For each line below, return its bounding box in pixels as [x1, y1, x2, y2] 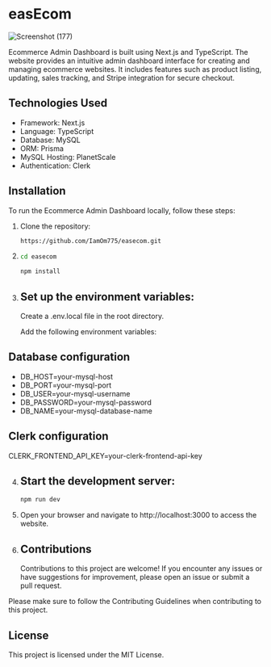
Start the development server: [19, 474, 176, 489]
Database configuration [8, 350, 131, 364]
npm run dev [19, 496, 60, 504]
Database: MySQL [19, 135, 81, 145]
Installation [8, 184, 66, 198]
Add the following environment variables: [19, 327, 157, 336]
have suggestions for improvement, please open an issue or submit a [19, 573, 250, 582]
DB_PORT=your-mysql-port [19, 380, 112, 390]
